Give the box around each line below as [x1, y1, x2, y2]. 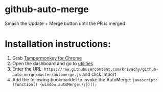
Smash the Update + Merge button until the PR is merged [5, 20, 126, 26]
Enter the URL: [12, 66, 43, 72]
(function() [12, 82, 38, 87]
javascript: [132, 77, 158, 82]
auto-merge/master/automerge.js [12, 72, 81, 77]
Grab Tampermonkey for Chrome [12, 55, 82, 61]
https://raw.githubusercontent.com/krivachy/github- [43, 67, 159, 72]
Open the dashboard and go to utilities [12, 60, 93, 67]
